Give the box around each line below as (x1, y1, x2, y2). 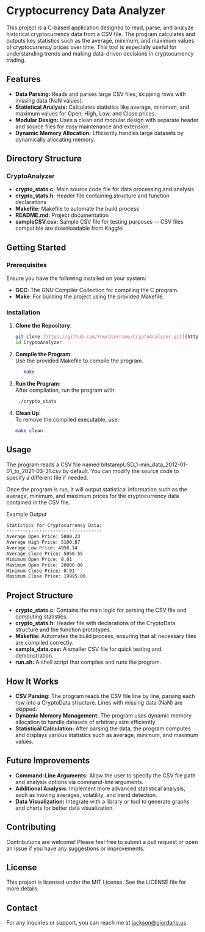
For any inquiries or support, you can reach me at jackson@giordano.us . (6, 919, 188, 926)
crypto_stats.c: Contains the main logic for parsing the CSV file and (15, 606, 187, 614)
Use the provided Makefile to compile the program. (15, 357, 143, 364)
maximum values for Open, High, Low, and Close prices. (15, 109, 157, 117)
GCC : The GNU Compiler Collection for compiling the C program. (15, 287, 179, 294)
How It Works (6, 676, 59, 686)
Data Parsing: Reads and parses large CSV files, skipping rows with (15, 90, 186, 98)
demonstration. (15, 652, 54, 659)
